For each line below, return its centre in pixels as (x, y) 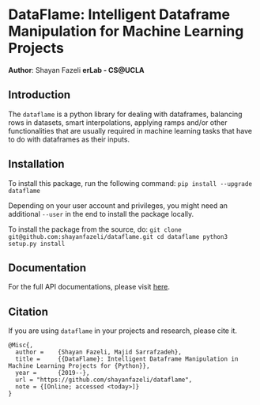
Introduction (40, 95)
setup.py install (37, 244)
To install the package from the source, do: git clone (95, 229)
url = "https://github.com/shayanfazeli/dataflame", (104, 380)
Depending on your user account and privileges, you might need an (118, 205)
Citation (28, 311)
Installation (36, 164)
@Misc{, (21, 346)
